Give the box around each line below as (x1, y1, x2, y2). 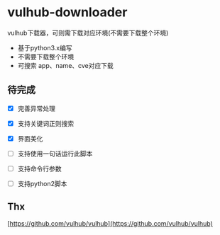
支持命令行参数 (17, 164, 62, 173)
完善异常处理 (17, 104, 55, 113)
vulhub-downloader (7, 4, 128, 21)
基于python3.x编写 (17, 43, 72, 52)
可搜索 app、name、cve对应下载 (17, 61, 114, 69)
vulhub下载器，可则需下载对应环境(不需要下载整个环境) (7, 28, 169, 37)
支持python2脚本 (17, 180, 67, 188)
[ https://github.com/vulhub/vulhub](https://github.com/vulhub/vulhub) (7, 219, 213, 227)
